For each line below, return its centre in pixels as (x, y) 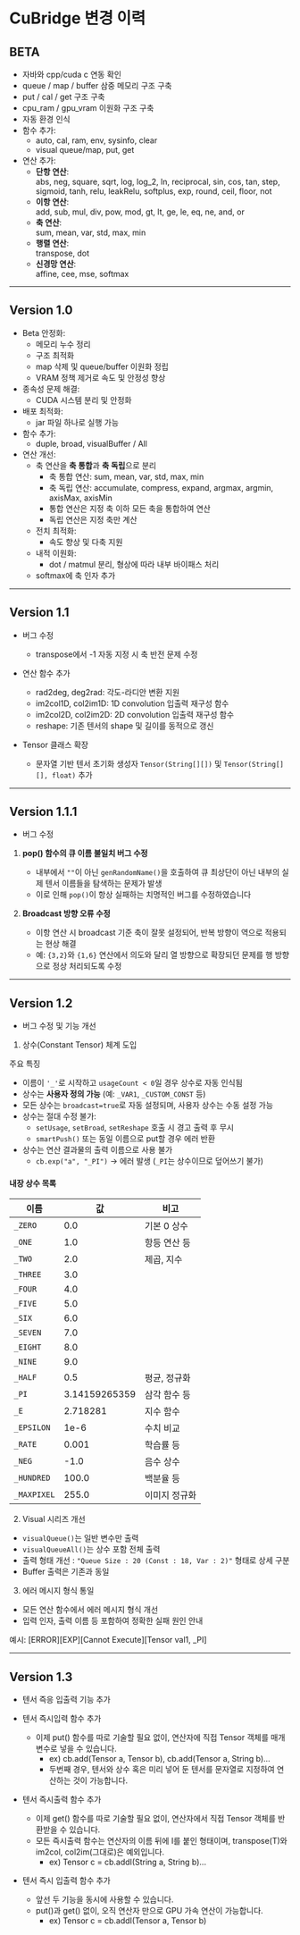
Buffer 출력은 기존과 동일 (66, 1572)
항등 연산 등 (167, 1243)
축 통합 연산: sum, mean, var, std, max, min (126, 476)
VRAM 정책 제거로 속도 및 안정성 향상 (100, 377)
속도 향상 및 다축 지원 (86, 542)
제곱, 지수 (163, 1259)
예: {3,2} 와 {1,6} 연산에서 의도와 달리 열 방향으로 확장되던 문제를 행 (154, 955)
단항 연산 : (52, 172)
